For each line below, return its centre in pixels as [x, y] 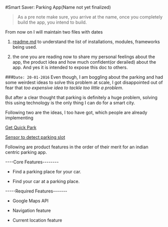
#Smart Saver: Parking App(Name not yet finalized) [58, 7]
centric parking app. [26, 152]
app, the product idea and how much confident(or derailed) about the [84, 62]
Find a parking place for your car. [47, 172]
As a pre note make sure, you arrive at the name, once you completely [90, 17]
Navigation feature [32, 210]
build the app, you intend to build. [52, 22]
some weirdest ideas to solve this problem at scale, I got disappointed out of [84, 82]
